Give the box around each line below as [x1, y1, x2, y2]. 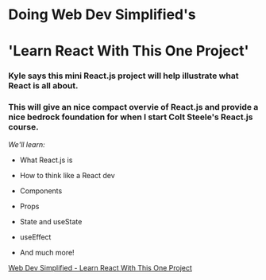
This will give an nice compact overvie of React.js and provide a [8, 102, 259, 113]
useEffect [19, 232, 52, 242]
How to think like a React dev [19, 170, 115, 180]
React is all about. [8, 80, 79, 91]
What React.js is [19, 155, 73, 165]
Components [19, 185, 63, 196]
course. [8, 122, 39, 133]
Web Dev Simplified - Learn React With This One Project [8, 262, 193, 272]
